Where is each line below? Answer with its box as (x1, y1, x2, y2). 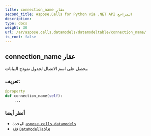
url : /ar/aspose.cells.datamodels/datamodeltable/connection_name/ (5, 30, 147, 35)
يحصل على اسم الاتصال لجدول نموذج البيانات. (5, 66, 89, 71)
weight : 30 (5, 25, 28, 30)
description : (5, 16, 32, 21)
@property (5, 89, 26, 93)
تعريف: (5, 78, 21, 85)
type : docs (5, 21, 28, 26)
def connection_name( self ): (5, 93, 63, 98)
